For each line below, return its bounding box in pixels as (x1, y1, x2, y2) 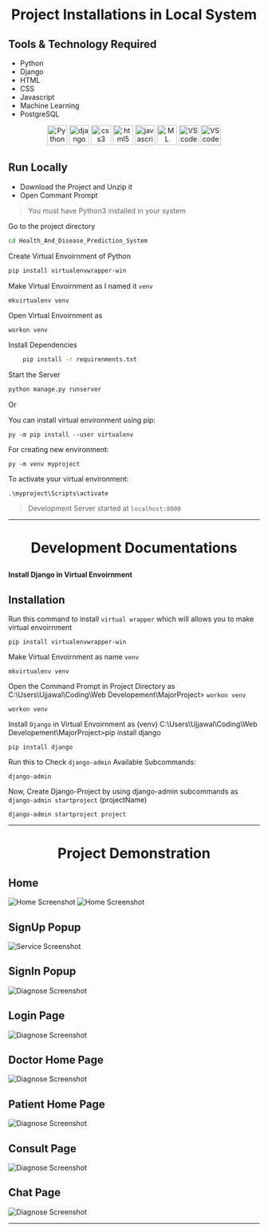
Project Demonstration (57, 844, 211, 863)
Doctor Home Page (8, 1053, 104, 1067)
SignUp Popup (8, 920, 81, 934)
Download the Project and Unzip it (19, 182, 133, 191)
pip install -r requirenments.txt (22, 356, 137, 364)
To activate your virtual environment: (8, 474, 129, 484)
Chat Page (8, 1186, 61, 1199)
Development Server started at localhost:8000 (27, 504, 181, 514)
